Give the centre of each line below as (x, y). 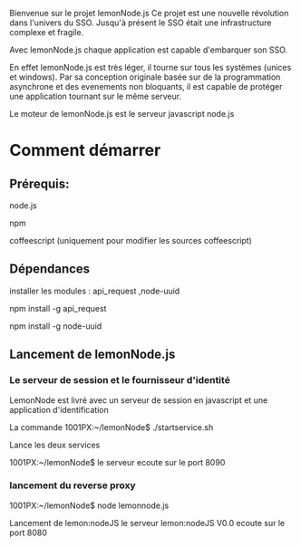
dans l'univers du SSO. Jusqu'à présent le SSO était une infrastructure (141, 23)
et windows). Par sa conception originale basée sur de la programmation (145, 77)
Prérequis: (39, 183)
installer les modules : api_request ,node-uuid (95, 291)
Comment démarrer (85, 151)
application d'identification (59, 409)
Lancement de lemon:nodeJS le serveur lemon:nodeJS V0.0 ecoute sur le (147, 523)
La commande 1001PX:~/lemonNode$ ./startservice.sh (112, 427)
